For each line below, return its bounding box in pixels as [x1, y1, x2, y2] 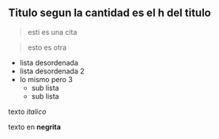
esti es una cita [27, 27, 77, 36]
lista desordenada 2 [19, 66, 85, 76]
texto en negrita [8, 122, 62, 131]
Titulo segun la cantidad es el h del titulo [8, 6, 211, 20]
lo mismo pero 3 [19, 74, 73, 84]
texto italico [8, 107, 47, 116]
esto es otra [27, 43, 67, 52]
